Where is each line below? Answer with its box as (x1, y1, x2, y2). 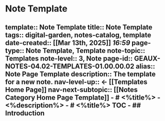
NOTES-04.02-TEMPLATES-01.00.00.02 (5, 62, 134, 70)
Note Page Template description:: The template (5, 69, 156, 78)
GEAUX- (134, 54, 161, 62)
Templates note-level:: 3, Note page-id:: (5, 54, 133, 62)
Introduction (5, 108, 45, 117)
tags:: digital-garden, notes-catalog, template (5, 30, 151, 39)
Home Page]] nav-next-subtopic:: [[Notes (5, 85, 138, 94)
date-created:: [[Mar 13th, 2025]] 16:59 (5, 38, 130, 47)
